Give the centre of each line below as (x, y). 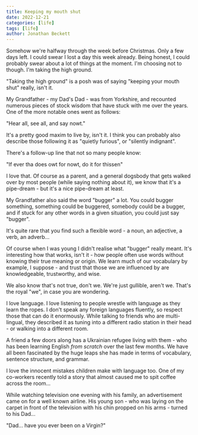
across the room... (29, 383)
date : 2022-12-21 (28, 17)
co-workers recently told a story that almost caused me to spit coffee (91, 377)
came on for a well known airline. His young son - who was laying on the (95, 401)
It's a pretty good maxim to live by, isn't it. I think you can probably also (93, 135)
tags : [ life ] (22, 28)
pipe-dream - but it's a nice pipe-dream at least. (65, 189)
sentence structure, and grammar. (48, 359)
